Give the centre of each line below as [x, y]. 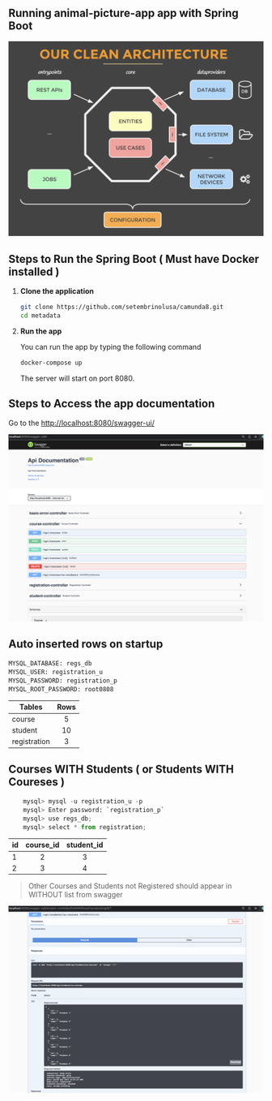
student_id [85, 845]
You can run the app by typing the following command [110, 346]
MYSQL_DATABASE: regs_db [50, 664]
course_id [42, 845]
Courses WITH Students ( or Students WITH [121, 770]
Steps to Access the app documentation [112, 404]
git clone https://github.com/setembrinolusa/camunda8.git [122, 308]
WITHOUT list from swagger [75, 895]
